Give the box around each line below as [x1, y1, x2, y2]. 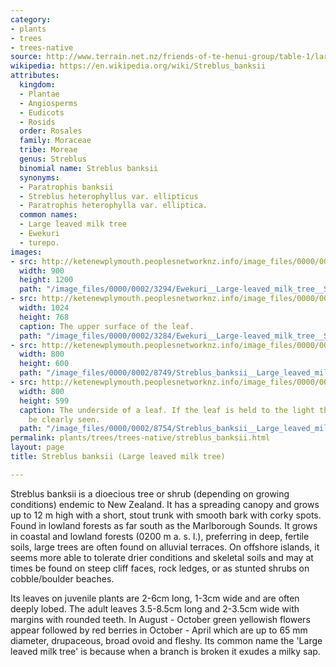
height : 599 [19, 396, 70, 406]
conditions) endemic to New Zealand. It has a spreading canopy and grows [10, 498, 320, 510]
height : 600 [19, 359, 70, 369]
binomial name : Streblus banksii [19, 163, 159, 173]
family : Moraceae [19, 136, 92, 146]
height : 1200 [19, 275, 74, 285]
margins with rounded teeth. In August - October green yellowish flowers [10, 613, 311, 625]
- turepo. [19, 237, 60, 248]
